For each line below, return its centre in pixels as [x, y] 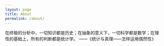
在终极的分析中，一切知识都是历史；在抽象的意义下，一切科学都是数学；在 [80, 33]
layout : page [18, 9]
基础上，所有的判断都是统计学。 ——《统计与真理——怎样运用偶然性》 [85, 39]
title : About [18, 14]
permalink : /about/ [25, 18]
